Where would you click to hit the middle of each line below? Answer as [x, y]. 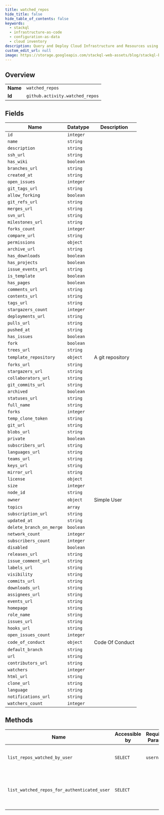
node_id [16, 492]
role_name [19, 615]
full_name [19, 405]
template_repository [31, 357]
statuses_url [23, 398]
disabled [18, 548]
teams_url [19, 459]
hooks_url [19, 628]
